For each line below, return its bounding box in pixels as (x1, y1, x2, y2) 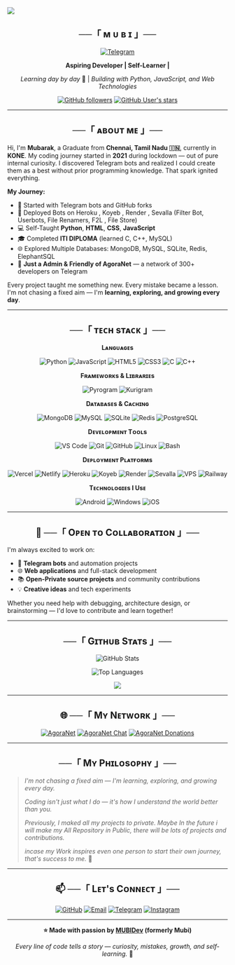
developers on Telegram (17, 266, 88, 276)
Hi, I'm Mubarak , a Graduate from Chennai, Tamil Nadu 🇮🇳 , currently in (7, 143, 217, 151)
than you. (24, 804, 52, 813)
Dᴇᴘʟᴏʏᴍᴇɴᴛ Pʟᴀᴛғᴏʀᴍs (83, 456, 152, 464)
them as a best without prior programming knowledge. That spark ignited (7, 166, 218, 175)
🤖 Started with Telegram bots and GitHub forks (17, 201, 152, 209)
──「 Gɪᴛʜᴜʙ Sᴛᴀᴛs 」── (63, 635, 172, 647)
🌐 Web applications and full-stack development (17, 567, 157, 575)
